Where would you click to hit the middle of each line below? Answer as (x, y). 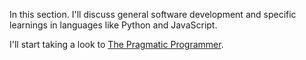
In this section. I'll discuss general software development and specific (153, 14)
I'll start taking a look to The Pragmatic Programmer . (116, 44)
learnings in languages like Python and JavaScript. (113, 25)
